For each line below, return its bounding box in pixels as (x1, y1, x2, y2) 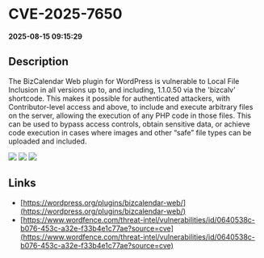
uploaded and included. (8, 136, 87, 146)
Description (8, 55, 69, 69)
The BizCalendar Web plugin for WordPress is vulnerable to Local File (8, 76, 240, 85)
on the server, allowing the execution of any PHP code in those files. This (8, 110, 252, 120)
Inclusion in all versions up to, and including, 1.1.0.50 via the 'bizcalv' (8, 85, 236, 94)
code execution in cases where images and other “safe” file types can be (8, 127, 252, 137)
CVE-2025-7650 (8, 5, 123, 23)
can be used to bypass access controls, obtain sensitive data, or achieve (8, 119, 250, 129)
